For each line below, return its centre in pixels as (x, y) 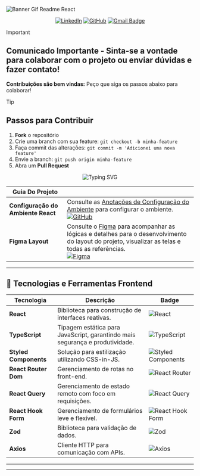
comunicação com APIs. (91, 453)
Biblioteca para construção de (99, 310)
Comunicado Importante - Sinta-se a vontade (92, 51)
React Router (28, 369)
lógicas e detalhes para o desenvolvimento (127, 234)
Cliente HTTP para (83, 445)
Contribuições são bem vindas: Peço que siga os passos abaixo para (92, 84)
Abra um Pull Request (42, 165)
